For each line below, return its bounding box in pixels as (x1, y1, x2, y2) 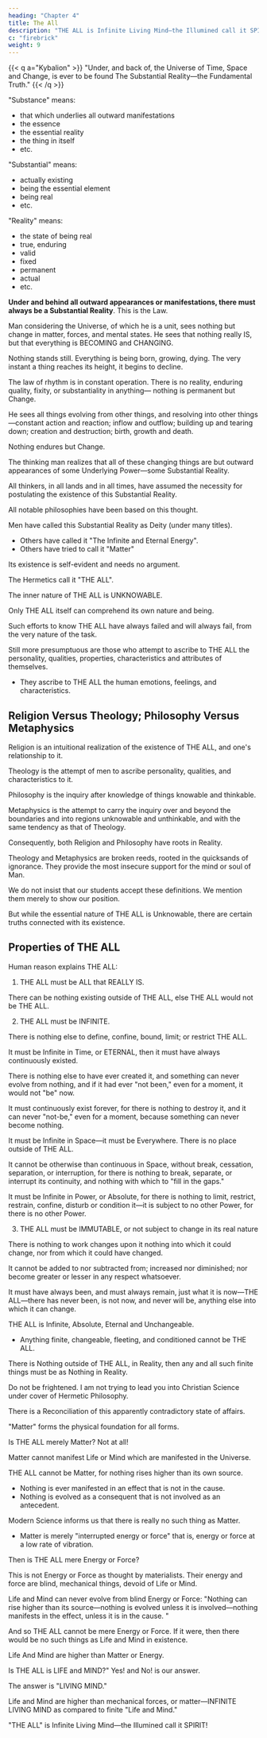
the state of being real (19, 231, 93, 241)
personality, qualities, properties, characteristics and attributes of (8, 653, 222, 664)
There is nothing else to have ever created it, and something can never (8, 1070, 240, 1081)
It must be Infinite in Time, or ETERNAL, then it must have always (8, 1047, 221, 1057)
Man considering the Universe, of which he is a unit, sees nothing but (8, 321, 236, 331)
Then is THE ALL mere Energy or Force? (8, 1554, 140, 1564)
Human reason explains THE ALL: (8, 962, 118, 971)
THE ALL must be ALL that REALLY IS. (19, 977, 145, 986)
